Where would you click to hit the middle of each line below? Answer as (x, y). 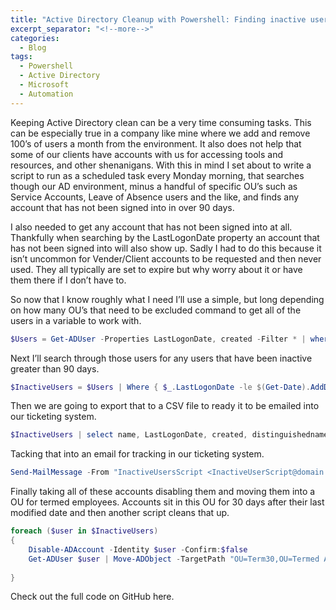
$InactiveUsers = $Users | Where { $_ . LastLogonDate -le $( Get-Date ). (160, 387)
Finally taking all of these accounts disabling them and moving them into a (163, 492)
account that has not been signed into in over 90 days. (122, 207)
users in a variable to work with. (76, 320)
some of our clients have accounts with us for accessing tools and (146, 154)
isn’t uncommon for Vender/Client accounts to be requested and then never (166, 258)
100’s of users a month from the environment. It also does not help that (156, 143)
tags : (21, 57)
